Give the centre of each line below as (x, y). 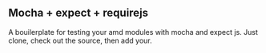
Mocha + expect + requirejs (79, 13)
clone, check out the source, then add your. (80, 40)
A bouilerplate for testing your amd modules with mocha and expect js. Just (133, 32)
